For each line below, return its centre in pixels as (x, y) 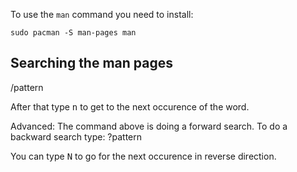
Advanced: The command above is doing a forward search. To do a (149, 126)
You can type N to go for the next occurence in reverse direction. (143, 156)
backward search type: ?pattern (76, 136)
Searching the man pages (92, 63)
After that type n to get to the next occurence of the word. (130, 106)
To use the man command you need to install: (102, 14)
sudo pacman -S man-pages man (73, 33)
